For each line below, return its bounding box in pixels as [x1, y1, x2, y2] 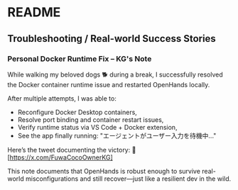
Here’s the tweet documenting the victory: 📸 [7, 145, 136, 154]
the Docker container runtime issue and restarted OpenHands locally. [7, 80, 210, 89]
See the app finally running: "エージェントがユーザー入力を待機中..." [17, 131, 217, 140]
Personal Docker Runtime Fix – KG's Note [7, 54, 152, 64]
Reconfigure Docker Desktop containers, [17, 108, 137, 116]
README [7, 4, 61, 21]
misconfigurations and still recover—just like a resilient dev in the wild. [25, 174, 232, 183]
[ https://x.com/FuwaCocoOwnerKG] [7, 153, 113, 162]
